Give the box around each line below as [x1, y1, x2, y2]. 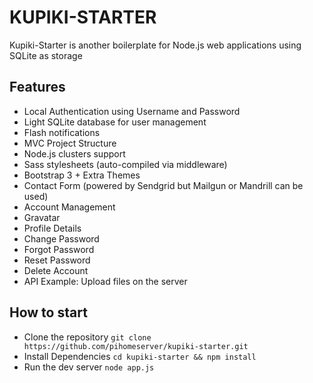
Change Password [23, 232, 100, 245]
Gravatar [23, 211, 61, 223]
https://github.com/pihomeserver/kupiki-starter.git [23, 341, 249, 351]
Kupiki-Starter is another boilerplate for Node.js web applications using [9, 39, 302, 51]
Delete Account [23, 264, 89, 276]
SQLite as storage [9, 49, 83, 61]
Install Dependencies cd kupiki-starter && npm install [23, 350, 257, 362]
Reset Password [23, 254, 91, 266]
